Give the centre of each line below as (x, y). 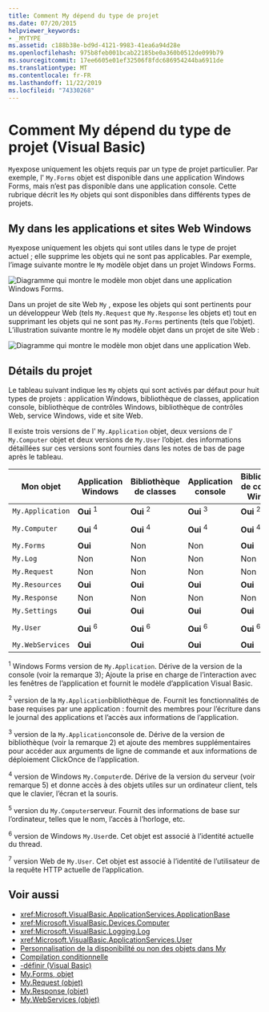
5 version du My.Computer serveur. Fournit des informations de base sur (124, 809)
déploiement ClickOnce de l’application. (74, 759)
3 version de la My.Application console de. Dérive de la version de (117, 733)
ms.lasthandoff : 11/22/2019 (55, 83)
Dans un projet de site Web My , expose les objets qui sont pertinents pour (130, 305)
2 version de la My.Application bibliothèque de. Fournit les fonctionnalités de (134, 699)
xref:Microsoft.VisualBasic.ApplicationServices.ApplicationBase (125, 914)
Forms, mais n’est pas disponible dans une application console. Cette (122, 186)
